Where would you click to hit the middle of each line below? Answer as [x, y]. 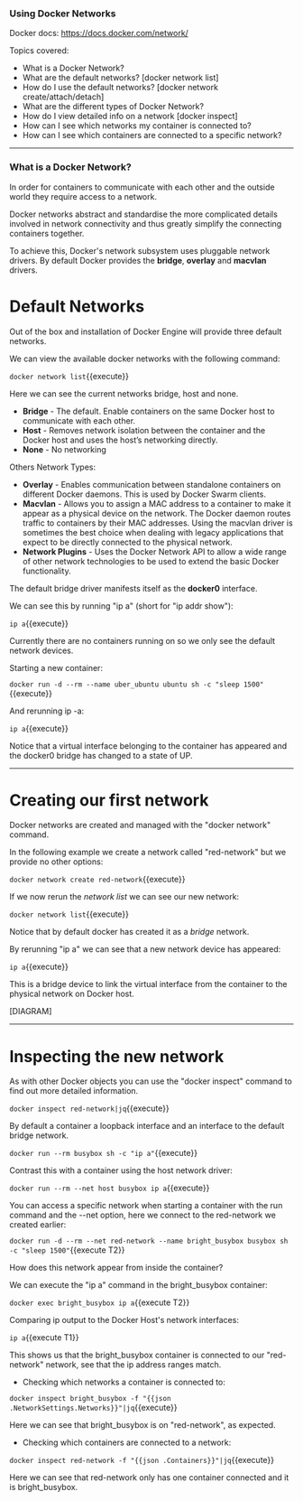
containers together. [47, 233]
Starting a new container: [56, 667]
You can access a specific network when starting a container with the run [146, 1206]
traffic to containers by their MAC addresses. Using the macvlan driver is [157, 523]
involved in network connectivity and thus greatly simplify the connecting [146, 223]
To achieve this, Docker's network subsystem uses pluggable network [140, 250]
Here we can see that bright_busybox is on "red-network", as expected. [143, 1425]
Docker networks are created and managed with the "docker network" [140, 825]
